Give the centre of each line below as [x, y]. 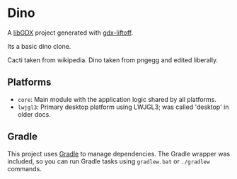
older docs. [34, 114]
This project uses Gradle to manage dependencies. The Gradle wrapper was [119, 154]
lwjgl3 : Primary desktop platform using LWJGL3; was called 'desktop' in [123, 107]
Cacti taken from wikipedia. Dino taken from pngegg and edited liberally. [113, 60]
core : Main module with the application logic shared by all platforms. [117, 99]
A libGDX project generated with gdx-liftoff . [70, 33]
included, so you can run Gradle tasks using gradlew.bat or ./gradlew [109, 161]
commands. [25, 168]
